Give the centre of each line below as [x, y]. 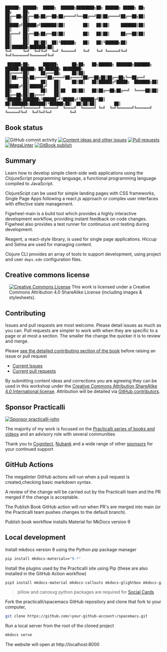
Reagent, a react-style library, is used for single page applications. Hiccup [81, 239]
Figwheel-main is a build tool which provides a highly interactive [71, 213]
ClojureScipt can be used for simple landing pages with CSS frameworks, [80, 193]
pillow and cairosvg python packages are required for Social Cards [85, 592]
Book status [24, 128]
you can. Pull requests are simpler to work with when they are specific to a [82, 330]
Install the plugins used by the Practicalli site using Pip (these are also [77, 568]
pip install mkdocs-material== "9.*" [43, 559]
